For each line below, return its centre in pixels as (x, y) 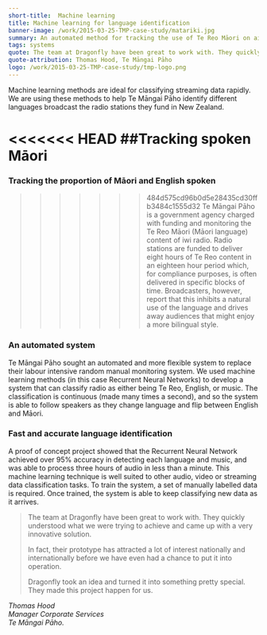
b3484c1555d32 (174, 207)
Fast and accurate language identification (91, 434)
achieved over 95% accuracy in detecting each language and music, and (128, 459)
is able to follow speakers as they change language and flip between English (133, 405)
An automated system (52, 345)
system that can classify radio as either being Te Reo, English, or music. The (133, 388)
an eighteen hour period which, (198, 265)
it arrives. (24, 501)
